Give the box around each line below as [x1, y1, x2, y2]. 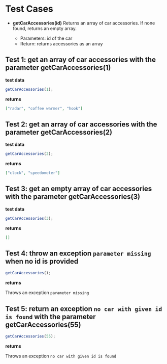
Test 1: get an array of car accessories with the [5, 56, 156, 64]
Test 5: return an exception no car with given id [5, 304, 162, 313]
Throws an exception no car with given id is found [5, 353, 117, 359]
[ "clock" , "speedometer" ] [5, 170, 60, 176]
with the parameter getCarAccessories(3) [5, 192, 141, 201]
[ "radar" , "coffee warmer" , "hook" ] [5, 106, 83, 111]
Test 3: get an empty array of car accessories [5, 185, 152, 193]
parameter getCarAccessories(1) [5, 63, 111, 72]
